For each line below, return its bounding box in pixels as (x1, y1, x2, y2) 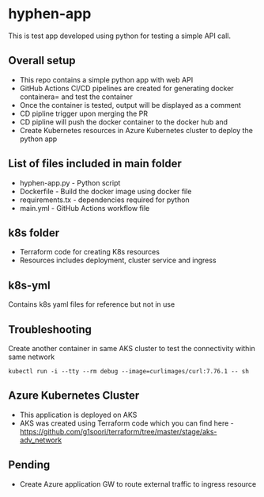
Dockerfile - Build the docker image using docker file (19, 186, 192, 196)
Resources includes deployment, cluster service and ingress (19, 255, 217, 266)
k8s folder (8, 226, 60, 239)
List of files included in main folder (8, 157, 182, 170)
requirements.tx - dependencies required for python (19, 195, 190, 205)
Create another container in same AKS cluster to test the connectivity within (8, 344, 255, 353)
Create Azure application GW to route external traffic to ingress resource (19, 479, 257, 488)
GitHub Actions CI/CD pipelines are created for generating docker (19, 83, 235, 93)
